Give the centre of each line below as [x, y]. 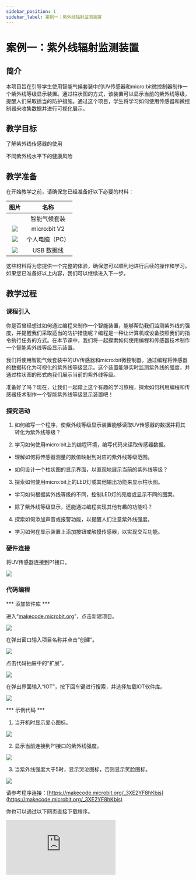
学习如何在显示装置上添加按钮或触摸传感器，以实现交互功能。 [89, 532]
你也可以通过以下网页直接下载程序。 [50, 811]
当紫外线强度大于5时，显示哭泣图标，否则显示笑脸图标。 [83, 769]
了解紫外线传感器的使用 [34, 144]
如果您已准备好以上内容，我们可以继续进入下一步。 [67, 274]
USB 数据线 [48, 251]
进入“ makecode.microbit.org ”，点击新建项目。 [62, 616]
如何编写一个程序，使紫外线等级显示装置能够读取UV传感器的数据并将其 [100, 425]
